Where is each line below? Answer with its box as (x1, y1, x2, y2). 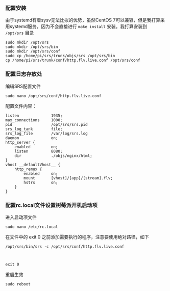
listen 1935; (5, 113, 63, 118)
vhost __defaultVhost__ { (5, 162, 60, 167)
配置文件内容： (5, 103, 37, 109)
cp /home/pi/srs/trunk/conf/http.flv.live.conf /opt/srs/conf (5, 58, 140, 63)
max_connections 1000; (5, 117, 63, 123)
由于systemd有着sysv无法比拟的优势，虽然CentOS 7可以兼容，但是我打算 (5, 17, 161, 23)
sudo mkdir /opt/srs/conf (5, 49, 60, 54)
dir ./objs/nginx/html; (14, 153, 93, 158)
